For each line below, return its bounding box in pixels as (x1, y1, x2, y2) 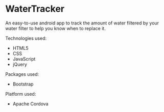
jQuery (12, 61, 27, 67)
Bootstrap (12, 81, 34, 87)
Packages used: (5, 71, 39, 77)
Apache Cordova (12, 100, 49, 107)
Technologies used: (5, 35, 47, 41)
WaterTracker (5, 3, 65, 15)
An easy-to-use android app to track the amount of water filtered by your (5, 20, 159, 26)
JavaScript (12, 55, 36, 62)
